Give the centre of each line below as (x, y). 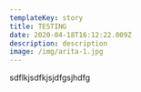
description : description (58, 43)
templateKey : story (46, 18)
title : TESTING (38, 26)
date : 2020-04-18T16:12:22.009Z (70, 35)
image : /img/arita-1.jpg (56, 52)
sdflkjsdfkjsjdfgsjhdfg (50, 77)
